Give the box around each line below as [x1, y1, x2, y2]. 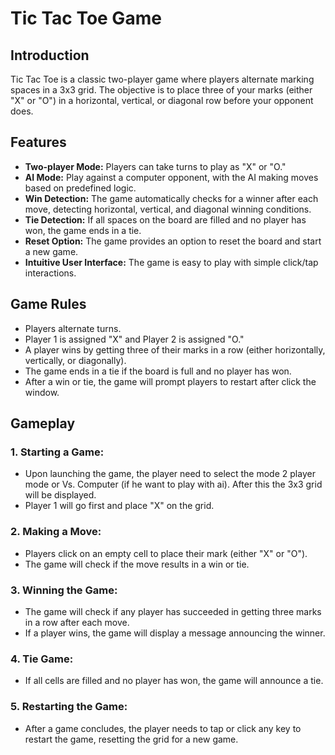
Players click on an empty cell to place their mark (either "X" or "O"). [24, 547, 308, 559]
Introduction [10, 47, 90, 64]
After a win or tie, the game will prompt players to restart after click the [24, 375, 317, 387]
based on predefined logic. [24, 182, 137, 194]
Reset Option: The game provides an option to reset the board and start [24, 235, 322, 247]
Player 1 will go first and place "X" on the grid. [24, 500, 215, 512]
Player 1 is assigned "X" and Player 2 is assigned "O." [24, 333, 245, 345]
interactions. [24, 267, 77, 279]
